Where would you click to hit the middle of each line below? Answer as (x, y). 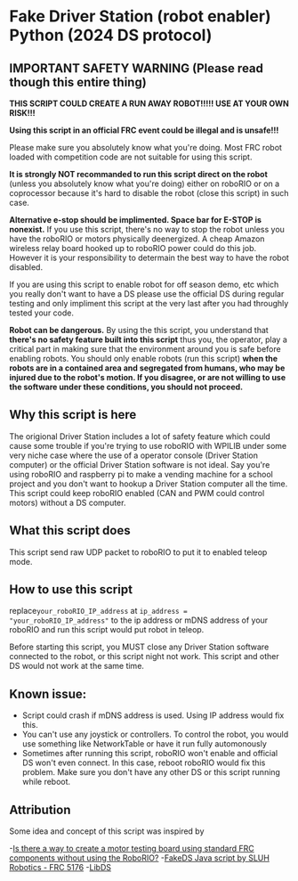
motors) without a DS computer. (68, 502)
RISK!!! (22, 113)
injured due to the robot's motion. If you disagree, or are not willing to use (148, 377)
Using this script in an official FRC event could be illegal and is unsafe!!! (144, 130)
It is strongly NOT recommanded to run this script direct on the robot (139, 174)
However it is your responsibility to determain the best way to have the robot (149, 257)
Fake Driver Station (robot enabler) (140, 16)
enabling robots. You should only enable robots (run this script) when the (144, 359)
